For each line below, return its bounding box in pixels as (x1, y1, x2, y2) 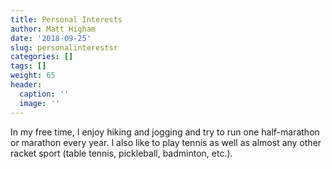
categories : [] (10, 52, 74, 62)
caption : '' (19, 89, 70, 99)
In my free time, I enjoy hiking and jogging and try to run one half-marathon (10, 126, 320, 138)
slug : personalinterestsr (10, 42, 118, 53)
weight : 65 (10, 71, 56, 81)
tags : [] (10, 61, 47, 71)
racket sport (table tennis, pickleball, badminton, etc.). (10, 147, 233, 159)
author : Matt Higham (10, 24, 97, 34)
